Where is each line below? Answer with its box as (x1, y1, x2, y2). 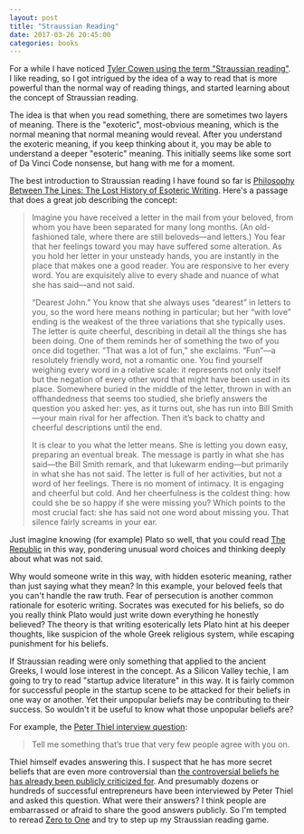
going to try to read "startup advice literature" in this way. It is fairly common (9, 676, 295, 686)
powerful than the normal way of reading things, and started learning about (9, 82, 290, 93)
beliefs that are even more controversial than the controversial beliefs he (9, 766, 280, 777)
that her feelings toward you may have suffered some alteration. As (31, 241, 282, 252)
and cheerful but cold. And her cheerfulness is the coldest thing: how (31, 488, 291, 499)
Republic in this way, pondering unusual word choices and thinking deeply (9, 544, 287, 555)
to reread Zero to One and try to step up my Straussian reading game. (9, 814, 270, 825)
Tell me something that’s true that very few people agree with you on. (31, 739, 290, 750)
